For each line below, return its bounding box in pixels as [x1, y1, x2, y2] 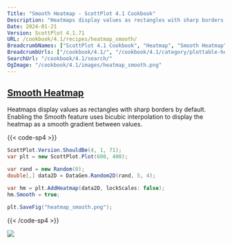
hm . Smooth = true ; [7, 191, 60, 198]
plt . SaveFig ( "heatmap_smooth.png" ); [7, 203, 113, 211]
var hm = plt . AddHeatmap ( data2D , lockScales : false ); [7, 185, 166, 191]
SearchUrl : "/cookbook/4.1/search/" [7, 55, 113, 62]
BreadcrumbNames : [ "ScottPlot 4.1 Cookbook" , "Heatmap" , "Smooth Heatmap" [7, 42, 227, 49]
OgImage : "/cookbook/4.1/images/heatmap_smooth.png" [7, 62, 162, 68]
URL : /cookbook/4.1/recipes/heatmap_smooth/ [7, 36, 137, 43]
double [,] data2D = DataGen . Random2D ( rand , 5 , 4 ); [7, 172, 156, 180]
